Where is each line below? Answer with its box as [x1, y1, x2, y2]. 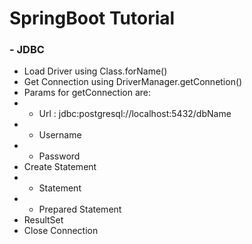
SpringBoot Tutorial [9, 7, 176, 30]
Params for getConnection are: [23, 87, 152, 99]
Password [38, 150, 81, 162]
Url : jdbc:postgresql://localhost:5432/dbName [38, 108, 232, 120]
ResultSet [23, 214, 64, 226]
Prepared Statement [38, 203, 122, 216]
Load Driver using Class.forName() [23, 65, 168, 77]
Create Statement [23, 161, 97, 173]
